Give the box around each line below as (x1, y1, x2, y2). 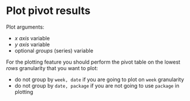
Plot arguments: (6, 23, 45, 30)
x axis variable (14, 34, 50, 41)
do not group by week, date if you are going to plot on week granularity (14, 76, 185, 83)
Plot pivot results (6, 4, 91, 18)
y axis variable (14, 41, 50, 48)
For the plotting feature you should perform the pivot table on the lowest (6, 58, 181, 65)
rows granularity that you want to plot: (6, 64, 99, 71)
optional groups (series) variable (14, 47, 94, 54)
